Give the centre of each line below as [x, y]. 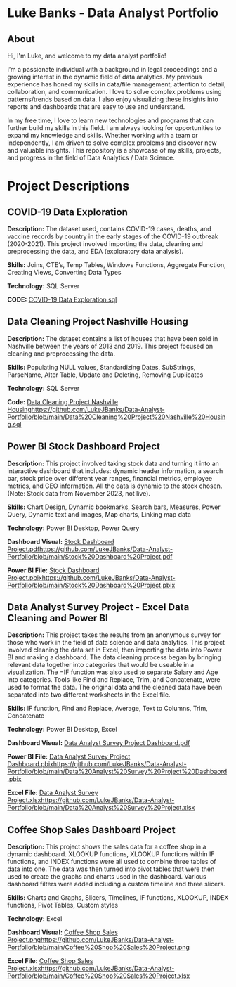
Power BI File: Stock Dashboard [53, 570]
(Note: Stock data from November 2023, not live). [79, 493]
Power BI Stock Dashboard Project [84, 447]
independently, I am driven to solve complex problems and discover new [112, 143]
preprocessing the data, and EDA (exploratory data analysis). [96, 251]
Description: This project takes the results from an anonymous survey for [114, 635]
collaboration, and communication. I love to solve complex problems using [115, 92]
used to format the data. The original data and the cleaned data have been [115, 688]
